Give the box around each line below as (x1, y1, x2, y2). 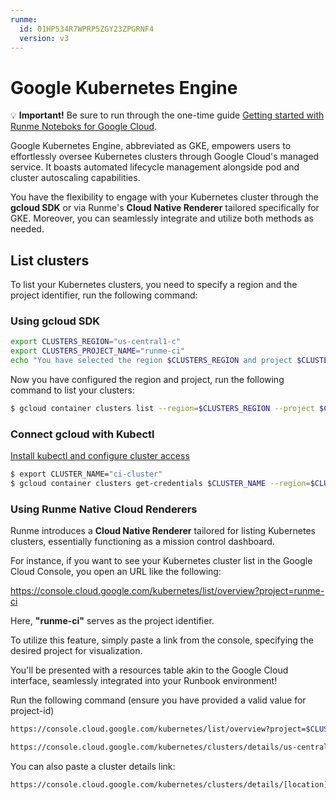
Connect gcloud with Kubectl (10, 427, 155, 441)
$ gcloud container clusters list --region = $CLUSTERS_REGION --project (10, 404, 315, 414)
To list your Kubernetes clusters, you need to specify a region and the (10, 279, 298, 291)
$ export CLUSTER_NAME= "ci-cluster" (10, 469, 163, 480)
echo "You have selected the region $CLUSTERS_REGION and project (10, 356, 293, 366)
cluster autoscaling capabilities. (10, 172, 141, 184)
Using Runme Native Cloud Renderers (10, 502, 198, 516)
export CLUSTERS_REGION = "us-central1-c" (10, 337, 182, 347)
